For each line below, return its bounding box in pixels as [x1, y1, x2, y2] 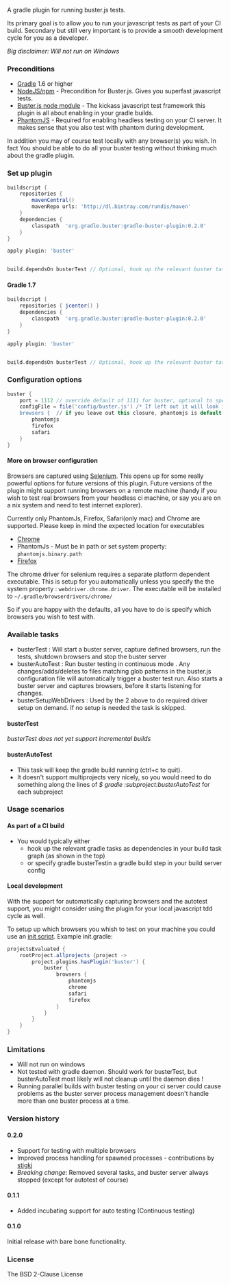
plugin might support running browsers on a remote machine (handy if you [7, 486, 218, 494]
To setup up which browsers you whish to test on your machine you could [7, 925, 216, 933]
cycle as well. [7, 911, 46, 919]
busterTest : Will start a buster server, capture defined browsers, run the [16, 645, 221, 654]
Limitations [7, 1045, 46, 1054]
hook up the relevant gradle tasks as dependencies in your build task [27, 844, 222, 852]
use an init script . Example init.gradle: [7, 932, 113, 940]
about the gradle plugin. [7, 151, 75, 160]
